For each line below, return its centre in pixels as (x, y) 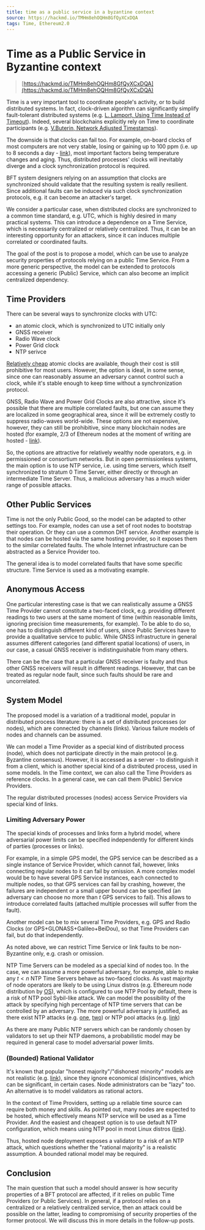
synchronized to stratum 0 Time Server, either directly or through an (92, 472)
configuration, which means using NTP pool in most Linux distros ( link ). (96, 1129)
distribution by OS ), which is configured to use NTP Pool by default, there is (102, 991)
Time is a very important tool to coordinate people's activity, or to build (95, 102)
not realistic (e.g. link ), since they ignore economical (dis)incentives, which (100, 1078)
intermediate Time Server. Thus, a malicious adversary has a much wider (99, 479)
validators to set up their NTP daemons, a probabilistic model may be (93, 1036)
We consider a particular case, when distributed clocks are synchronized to (102, 210)
